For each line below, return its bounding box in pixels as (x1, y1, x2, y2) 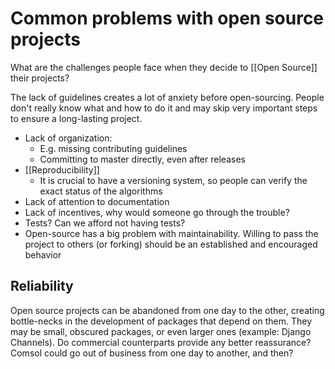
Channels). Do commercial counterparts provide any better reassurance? (10, 336, 312, 348)
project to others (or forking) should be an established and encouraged (24, 238, 318, 250)
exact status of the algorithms (39, 185, 163, 197)
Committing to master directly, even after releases (39, 153, 246, 165)
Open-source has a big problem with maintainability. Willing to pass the (24, 227, 319, 239)
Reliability (10, 278, 74, 295)
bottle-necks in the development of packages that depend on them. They (10, 315, 313, 327)
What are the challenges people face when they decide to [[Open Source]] (10, 61, 318, 73)
